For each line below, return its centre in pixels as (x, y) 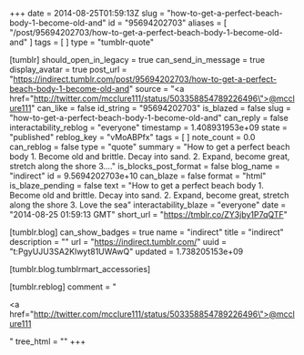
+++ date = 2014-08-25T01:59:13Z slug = (87, 13)
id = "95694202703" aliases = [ (167, 23)
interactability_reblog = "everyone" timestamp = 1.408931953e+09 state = (149, 127)
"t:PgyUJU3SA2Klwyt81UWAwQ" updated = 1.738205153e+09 (127, 251)
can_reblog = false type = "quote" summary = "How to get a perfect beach (150, 147)
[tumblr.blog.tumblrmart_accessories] (80, 269)
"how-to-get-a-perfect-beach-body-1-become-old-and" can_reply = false (149, 118)
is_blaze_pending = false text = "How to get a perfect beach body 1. (137, 185)
